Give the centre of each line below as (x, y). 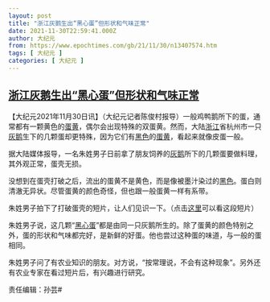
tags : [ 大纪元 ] (35, 53)
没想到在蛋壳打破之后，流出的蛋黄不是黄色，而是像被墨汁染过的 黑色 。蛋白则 (135, 180)
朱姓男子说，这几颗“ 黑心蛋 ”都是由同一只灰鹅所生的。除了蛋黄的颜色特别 (128, 225)
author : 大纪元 (32, 38)
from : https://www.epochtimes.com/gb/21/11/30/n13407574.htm (113, 46)
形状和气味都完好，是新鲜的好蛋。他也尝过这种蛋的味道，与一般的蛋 (149, 235)
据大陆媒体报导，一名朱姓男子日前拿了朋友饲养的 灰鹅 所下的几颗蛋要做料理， (135, 153)
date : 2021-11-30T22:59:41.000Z (62, 31)
